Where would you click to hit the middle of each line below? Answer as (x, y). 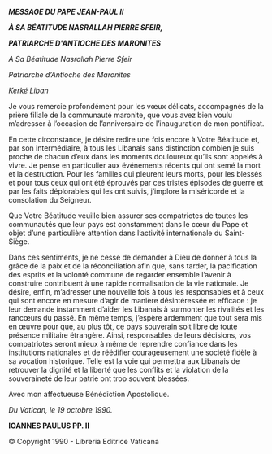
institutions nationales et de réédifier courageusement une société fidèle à (133, 352)
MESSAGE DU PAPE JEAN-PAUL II (66, 12)
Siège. (19, 242)
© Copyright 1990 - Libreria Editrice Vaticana (84, 441)
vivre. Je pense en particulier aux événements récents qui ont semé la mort (135, 165)
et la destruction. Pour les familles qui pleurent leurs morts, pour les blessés (135, 174)
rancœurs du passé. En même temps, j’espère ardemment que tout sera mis (135, 318)
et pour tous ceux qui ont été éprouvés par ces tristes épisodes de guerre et (136, 183)
